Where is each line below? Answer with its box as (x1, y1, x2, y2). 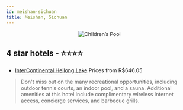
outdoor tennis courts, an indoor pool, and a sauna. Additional (20, 85, 172, 92)
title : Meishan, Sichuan (6, 14, 68, 20)
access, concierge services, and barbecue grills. (20, 97, 140, 104)
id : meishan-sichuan (6, 8, 57, 15)
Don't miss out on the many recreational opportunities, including (20, 78, 178, 86)
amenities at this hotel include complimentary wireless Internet (20, 91, 174, 98)
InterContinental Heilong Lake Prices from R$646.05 (14, 67, 143, 74)
